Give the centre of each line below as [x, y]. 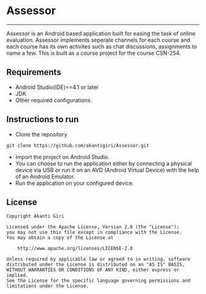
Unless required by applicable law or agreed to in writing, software [98, 259]
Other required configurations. [54, 100]
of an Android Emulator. [45, 176]
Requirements [34, 72]
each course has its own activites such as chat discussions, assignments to [102, 46]
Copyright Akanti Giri [35, 216]
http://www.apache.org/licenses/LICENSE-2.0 [75, 249]
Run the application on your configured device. [74, 183]
